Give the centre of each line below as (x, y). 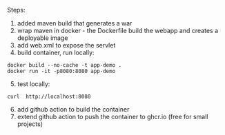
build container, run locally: (56, 52)
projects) (30, 124)
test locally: (33, 84)
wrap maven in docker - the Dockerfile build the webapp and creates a (118, 31)
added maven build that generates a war (75, 23)
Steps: (16, 10)
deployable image (42, 38)
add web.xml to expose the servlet (66, 45)
